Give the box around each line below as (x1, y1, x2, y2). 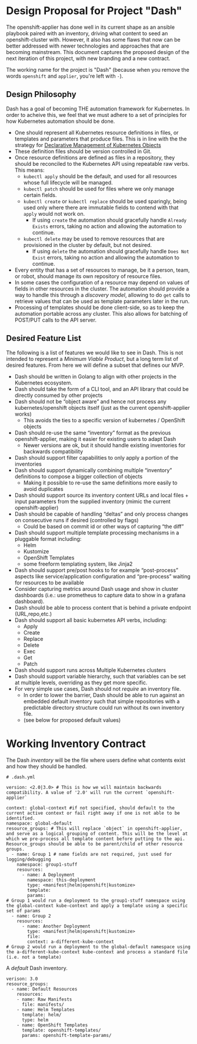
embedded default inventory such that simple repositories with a (23, 698, 180, 705)
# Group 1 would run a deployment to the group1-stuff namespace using (6, 898, 185, 904)
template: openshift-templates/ (21, 1027, 101, 1033)
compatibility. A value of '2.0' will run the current (6, 789, 143, 795)
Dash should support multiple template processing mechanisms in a (14, 529, 179, 536)
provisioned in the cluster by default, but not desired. (23, 241, 152, 248)
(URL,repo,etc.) (14, 610, 52, 617)
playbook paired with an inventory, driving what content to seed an (6, 29, 168, 36)
